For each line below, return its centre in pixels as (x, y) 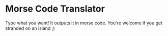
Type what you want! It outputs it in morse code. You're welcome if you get (84, 23)
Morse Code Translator (55, 9)
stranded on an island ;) (30, 28)
